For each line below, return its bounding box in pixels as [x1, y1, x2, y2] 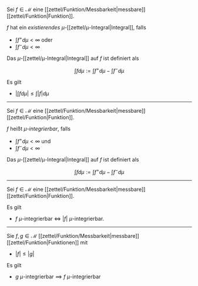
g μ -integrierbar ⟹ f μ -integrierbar [15, 273, 101, 280]
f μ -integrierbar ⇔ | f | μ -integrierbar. [15, 215, 105, 222]
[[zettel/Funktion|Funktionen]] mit [6, 238, 88, 246]
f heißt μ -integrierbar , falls [6, 125, 71, 132]
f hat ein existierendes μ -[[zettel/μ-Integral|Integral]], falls [6, 24, 146, 31]
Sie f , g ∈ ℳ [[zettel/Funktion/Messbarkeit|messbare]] [6, 232, 140, 239]
